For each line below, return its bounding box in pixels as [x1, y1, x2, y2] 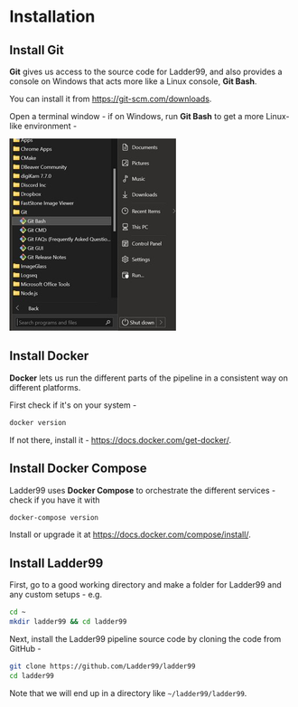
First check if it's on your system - [9, 400, 137, 410]
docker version [9, 418, 67, 427]
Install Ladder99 [9, 555, 104, 570]
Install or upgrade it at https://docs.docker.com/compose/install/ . [9, 529, 251, 540]
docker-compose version [9, 513, 99, 522]
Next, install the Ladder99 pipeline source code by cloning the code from [9, 633, 282, 644]
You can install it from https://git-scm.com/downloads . [9, 93, 212, 104]
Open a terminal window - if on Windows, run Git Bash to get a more [9, 111, 265, 121]
